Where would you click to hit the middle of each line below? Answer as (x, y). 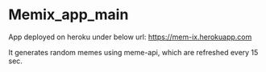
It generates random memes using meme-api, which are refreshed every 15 (133, 52)
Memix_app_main (69, 15)
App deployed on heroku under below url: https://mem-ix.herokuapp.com (130, 37)
